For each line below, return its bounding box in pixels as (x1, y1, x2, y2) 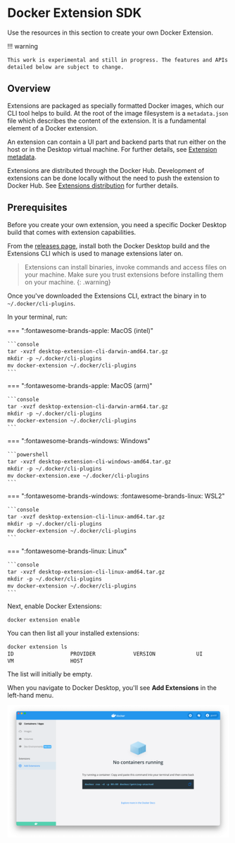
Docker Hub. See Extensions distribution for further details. (7, 181, 179, 190)
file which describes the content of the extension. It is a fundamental (7, 116, 206, 125)
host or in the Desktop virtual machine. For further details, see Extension (7, 145, 217, 153)
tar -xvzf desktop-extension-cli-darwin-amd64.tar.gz (7, 348, 169, 355)
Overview (7, 83, 51, 95)
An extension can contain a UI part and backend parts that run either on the (7, 138, 227, 146)
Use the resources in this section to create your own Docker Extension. (7, 28, 213, 37)
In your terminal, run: (7, 313, 68, 321)
